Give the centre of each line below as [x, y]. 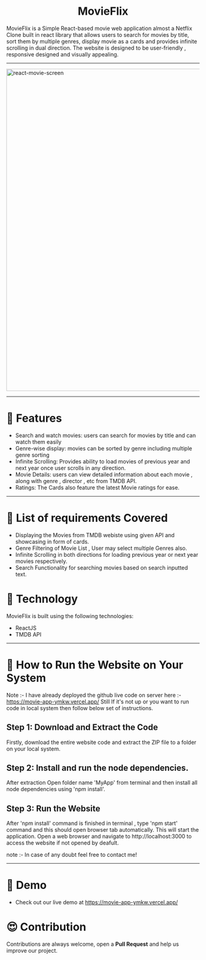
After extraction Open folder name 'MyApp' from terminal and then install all [102, 783]
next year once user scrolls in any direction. [71, 468]
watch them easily [38, 442]
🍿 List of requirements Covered [87, 518]
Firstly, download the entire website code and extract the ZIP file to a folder [101, 742]
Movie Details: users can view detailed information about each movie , [104, 474]
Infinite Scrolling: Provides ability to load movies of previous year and [102, 461]
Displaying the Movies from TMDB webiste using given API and [95, 535]
